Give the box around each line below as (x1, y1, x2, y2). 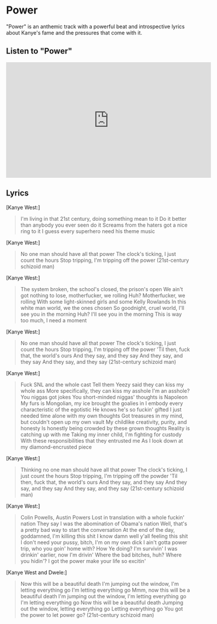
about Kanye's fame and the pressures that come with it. (6, 29, 142, 36)
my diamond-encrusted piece (20, 443, 92, 450)
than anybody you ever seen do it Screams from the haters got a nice (20, 221, 188, 228)
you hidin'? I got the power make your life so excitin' (20, 557, 146, 564)
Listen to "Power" (6, 46, 73, 56)
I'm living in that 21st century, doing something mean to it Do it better (20, 215, 187, 222)
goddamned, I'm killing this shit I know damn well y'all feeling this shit (20, 532, 188, 539)
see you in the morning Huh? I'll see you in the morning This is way (20, 311, 182, 318)
